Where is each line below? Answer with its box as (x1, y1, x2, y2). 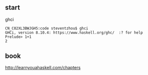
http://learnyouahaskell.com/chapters (5, 65, 81, 71)
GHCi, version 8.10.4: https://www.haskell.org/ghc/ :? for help (5, 30, 143, 35)
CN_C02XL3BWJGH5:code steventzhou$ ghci (5, 26, 89, 31)
